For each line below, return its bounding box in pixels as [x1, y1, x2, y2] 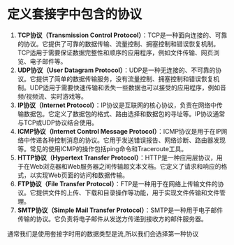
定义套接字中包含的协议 [7, 6, 142, 22]
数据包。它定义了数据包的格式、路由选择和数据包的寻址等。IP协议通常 [23, 109, 226, 118]
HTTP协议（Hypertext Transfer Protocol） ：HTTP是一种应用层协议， [17, 153, 217, 162]
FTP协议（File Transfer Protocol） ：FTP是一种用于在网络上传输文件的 [17, 179, 218, 188]
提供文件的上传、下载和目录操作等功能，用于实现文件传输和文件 [36, 188, 220, 197]
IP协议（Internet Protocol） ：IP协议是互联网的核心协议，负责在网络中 [17, 101, 217, 109]
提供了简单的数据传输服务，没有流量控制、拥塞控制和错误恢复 [36, 74, 214, 83]
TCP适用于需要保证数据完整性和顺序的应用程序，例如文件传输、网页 [17, 48, 214, 57]
